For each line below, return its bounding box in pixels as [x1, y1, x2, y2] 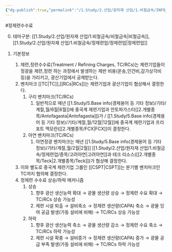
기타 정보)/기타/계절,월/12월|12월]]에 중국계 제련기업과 [46, 119, 155, 125]
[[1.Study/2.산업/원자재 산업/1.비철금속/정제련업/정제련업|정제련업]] [12, 40, 147, 46]
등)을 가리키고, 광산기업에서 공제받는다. [20, 74, 99, 80]
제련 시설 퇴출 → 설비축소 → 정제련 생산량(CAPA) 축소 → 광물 [35, 202, 159, 208]
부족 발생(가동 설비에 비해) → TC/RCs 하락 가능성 [41, 241, 140, 247]
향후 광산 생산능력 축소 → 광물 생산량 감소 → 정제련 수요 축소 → [35, 222, 163, 228]
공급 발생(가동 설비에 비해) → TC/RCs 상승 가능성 [41, 209, 140, 215]
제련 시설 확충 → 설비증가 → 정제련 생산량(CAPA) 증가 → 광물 [35, 235, 159, 241]
